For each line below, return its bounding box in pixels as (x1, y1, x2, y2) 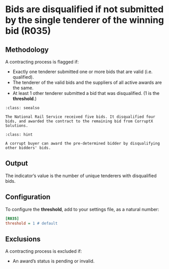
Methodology (5, 45, 49, 54)
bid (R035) (5, 25, 51, 37)
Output (5, 159, 28, 168)
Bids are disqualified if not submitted (5, 4, 164, 15)
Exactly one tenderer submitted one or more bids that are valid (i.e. (12, 69, 153, 75)
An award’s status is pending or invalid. (12, 258, 95, 264)
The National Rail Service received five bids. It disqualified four (5, 114, 156, 119)
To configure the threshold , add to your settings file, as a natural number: (5, 206, 159, 212)
